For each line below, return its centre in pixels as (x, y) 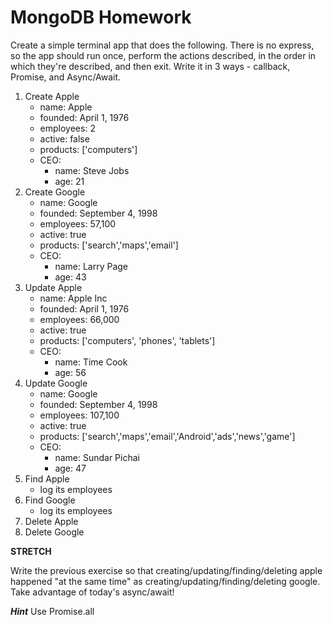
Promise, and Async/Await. (66, 77)
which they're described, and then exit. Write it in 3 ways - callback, (150, 66)
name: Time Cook (91, 362)
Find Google (50, 500)
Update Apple (53, 287)
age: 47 (70, 468)
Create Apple (52, 96)
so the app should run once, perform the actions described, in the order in (163, 55)
